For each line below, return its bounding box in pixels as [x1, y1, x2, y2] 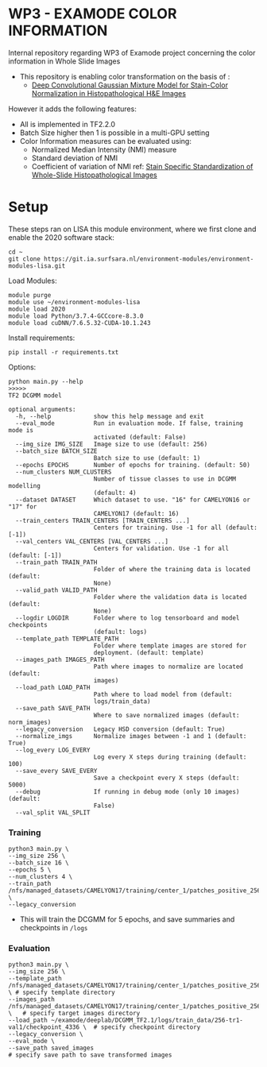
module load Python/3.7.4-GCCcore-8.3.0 [8, 311, 145, 320]
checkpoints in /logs [19, 923, 88, 933]
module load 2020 [8, 305, 66, 313]
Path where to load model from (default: [93, 690, 233, 698]
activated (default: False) [93, 433, 187, 441]
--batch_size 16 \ [8, 859, 69, 867]
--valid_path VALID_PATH [15, 586, 98, 594]
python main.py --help [8, 377, 83, 385]
